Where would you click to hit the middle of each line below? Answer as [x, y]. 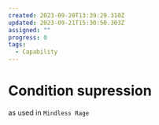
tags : [17, 45]
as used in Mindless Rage [49, 112]
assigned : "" [30, 30]
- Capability [37, 52]
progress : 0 [28, 37]
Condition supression [80, 91]
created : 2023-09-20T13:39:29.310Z [67, 15]
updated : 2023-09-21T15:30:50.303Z [67, 23]
